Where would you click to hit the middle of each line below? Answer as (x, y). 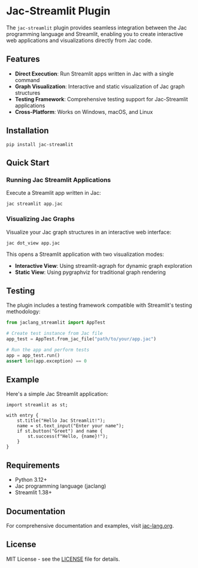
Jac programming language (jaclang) (60, 486)
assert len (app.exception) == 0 (46, 361)
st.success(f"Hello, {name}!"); (68, 436)
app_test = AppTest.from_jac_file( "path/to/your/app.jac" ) (81, 339)
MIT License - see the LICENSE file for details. (63, 559)
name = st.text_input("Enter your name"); (71, 426)
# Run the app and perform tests (48, 350)
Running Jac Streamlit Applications (59, 180)
